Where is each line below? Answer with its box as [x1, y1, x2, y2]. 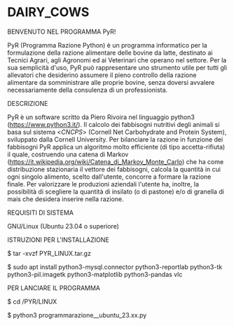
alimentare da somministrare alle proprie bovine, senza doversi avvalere [7, 78, 215, 86]
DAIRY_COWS [7, 4, 90, 20]
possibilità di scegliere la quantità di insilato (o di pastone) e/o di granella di [7, 187, 224, 196]
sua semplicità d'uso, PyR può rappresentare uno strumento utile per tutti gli [7, 63, 228, 72]
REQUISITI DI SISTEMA [7, 208, 74, 217]
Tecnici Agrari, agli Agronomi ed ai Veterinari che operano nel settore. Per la [7, 55, 227, 64]
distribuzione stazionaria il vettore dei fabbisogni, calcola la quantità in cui [7, 165, 221, 173]
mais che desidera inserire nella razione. [7, 194, 124, 203]
